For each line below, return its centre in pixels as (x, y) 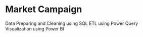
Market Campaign (44, 9)
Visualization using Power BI (35, 28)
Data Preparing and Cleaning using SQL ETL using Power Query (72, 23)
